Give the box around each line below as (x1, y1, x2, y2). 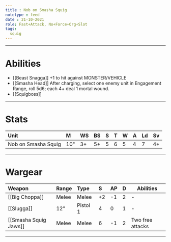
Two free (131, 216, 153, 223)
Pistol (77, 202, 91, 209)
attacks (131, 223, 149, 230)
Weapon (8, 184, 29, 192)
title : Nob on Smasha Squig (5, 7, 67, 13)
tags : (5, 26, 17, 32)
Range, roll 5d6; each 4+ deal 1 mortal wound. (12, 85, 109, 92)
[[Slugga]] (8, 205, 33, 212)
